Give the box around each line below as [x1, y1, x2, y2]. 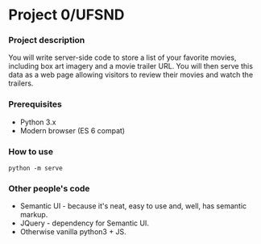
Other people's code [8, 183, 90, 194]
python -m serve [8, 164, 63, 173]
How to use [8, 145, 54, 157]
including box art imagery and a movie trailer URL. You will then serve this [8, 61, 254, 71]
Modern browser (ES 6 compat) [19, 125, 126, 135]
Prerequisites [8, 99, 62, 110]
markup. [19, 210, 48, 220]
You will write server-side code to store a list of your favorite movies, [8, 53, 237, 62]
